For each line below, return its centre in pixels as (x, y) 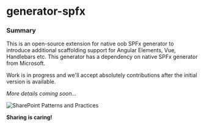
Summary (21, 31)
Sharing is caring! (29, 117)
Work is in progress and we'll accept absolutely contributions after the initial (102, 75)
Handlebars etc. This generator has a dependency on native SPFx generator (102, 57)
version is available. (31, 82)
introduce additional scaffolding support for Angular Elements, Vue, (91, 50)
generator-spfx (46, 11)
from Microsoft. (26, 63)
